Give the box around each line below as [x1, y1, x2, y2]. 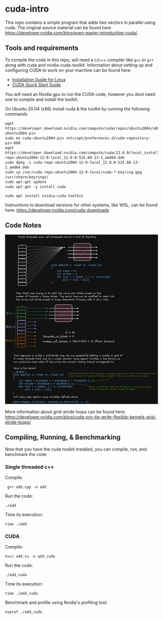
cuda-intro [5, 3, 49, 15]
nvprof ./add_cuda [5, 610, 42, 615]
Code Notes [5, 221, 42, 230]
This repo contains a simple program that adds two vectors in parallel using [5, 19, 156, 25]
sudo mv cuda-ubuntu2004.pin [5, 135, 64, 141]
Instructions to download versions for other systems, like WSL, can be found [5, 202, 158, 208]
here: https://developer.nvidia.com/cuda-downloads [5, 207, 109, 213]
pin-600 [5, 140, 21, 146]
